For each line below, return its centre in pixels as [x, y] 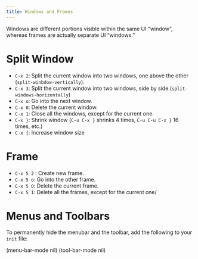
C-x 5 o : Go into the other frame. [55, 179]
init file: [17, 239]
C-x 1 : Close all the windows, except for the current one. [84, 113]
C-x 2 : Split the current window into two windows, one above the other [102, 76]
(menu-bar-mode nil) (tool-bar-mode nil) [56, 250]
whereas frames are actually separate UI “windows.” [71, 35]
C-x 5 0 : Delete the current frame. [57, 186]
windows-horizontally [41, 95]
